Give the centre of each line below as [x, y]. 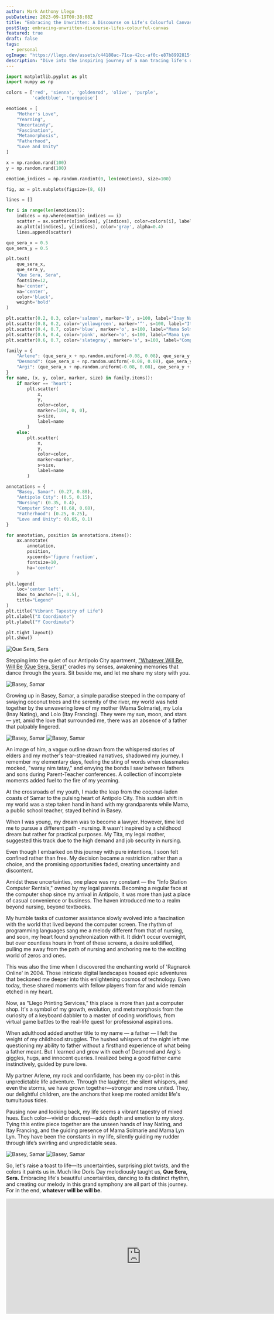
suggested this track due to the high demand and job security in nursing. [94, 840]
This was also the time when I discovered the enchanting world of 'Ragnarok [98, 967]
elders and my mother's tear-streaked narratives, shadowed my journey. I [95, 755]
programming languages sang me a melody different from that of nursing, [95, 931]
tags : [13, 45]
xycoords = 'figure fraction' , [63, 557]
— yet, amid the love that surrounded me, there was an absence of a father [97, 720]
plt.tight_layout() [30, 632]
